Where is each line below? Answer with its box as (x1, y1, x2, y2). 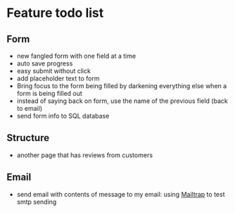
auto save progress (16, 59, 73, 68)
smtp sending (16, 197, 57, 206)
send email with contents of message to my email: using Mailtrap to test (16, 190, 225, 198)
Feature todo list (6, 5, 104, 21)
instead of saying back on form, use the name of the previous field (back (16, 97, 228, 105)
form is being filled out (16, 90, 82, 97)
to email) (16, 104, 43, 112)
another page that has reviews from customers (16, 150, 153, 159)
